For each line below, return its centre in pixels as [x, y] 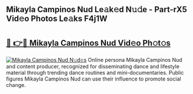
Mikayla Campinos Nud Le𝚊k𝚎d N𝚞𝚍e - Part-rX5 [96, 10]
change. [16, 85]
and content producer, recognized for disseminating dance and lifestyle [93, 66]
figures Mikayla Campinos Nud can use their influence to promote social [94, 79]
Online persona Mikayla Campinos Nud [135, 60]
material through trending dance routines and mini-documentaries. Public [95, 73]
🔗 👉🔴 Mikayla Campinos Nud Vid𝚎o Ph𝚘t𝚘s [88, 43]
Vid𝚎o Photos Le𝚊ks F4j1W [57, 19]
